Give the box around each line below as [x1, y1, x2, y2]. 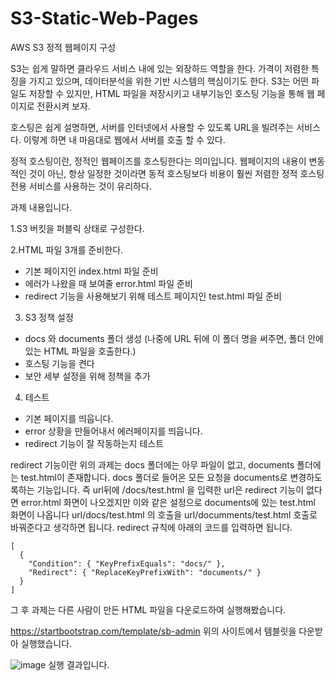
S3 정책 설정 [24, 311, 74, 323]
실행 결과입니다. [48, 658, 110, 671]
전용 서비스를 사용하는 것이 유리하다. [10, 180, 152, 192]
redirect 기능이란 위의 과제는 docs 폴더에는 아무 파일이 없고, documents [10, 458, 295, 471]
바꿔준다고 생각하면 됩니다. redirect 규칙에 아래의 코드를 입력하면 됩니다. [10, 521, 293, 533]
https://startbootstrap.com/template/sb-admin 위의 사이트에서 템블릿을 [10, 625, 297, 637]
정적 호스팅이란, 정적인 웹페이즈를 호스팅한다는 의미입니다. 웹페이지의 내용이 [10, 155, 307, 167]
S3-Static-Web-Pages [10, 7, 199, 30]
